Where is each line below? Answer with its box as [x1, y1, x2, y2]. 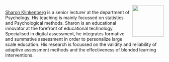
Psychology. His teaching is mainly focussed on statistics [5, 15, 124, 21]
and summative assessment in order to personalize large [5, 36, 123, 42]
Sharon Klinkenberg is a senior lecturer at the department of [5, 10, 130, 15]
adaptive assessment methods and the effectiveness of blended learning [5, 47, 156, 52]
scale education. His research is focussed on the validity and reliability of [5, 41, 157, 47]
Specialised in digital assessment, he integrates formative [5, 31, 125, 37]
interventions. [5, 52, 34, 58]
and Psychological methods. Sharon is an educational [5, 20, 117, 26]
